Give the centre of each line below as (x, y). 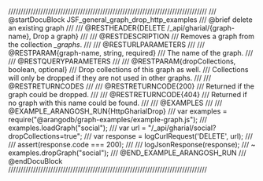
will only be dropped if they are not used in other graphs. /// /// (109, 78)
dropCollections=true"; (45, 136)
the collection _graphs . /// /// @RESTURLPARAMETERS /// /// (106, 45)
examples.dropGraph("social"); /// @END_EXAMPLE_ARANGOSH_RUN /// (127, 153)
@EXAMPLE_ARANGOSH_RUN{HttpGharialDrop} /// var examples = (118, 111)
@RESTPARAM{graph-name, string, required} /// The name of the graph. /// (131, 53)
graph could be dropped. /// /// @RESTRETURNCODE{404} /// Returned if (128, 94)
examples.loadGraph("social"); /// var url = (78, 128)
